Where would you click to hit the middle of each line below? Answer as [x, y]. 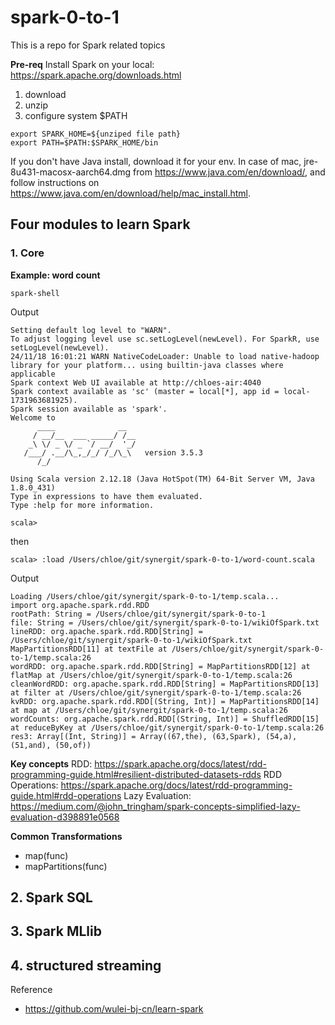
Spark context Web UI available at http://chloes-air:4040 [136, 382]
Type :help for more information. [82, 505]
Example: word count [55, 275]
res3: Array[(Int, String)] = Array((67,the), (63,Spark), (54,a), [154, 736]
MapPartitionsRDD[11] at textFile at [89, 649]
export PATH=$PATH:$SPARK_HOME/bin [84, 142]
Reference [31, 990]
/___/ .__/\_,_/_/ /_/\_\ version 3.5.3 [113, 452]
